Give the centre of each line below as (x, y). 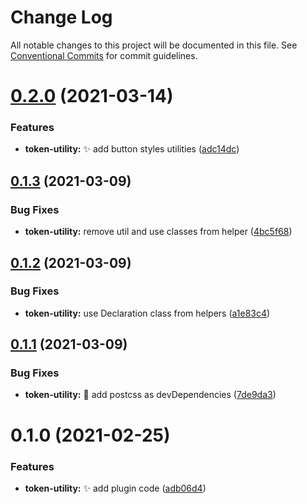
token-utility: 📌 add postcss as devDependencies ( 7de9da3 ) (150, 395)
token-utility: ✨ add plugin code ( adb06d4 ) (115, 488)
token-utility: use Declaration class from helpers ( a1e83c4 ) (147, 313)
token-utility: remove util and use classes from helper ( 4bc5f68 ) (158, 232)
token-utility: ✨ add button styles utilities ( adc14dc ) (132, 149)
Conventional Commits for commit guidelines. (104, 55)
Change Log (61, 17)
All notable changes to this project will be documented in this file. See (154, 45)
